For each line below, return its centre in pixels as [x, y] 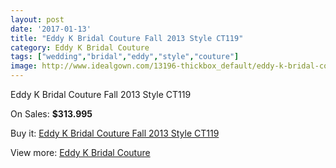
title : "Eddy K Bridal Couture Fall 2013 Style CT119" [127, 38]
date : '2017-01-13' [51, 29]
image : [24, 66]
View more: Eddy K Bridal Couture [80, 152]
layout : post [37, 19]
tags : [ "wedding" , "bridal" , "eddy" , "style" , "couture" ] [125, 57]
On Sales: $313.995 [51, 114]
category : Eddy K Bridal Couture [80, 47]
